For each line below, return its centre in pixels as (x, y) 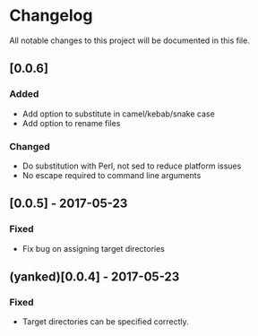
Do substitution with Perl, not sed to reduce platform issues (132, 166)
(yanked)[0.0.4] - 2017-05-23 (95, 277)
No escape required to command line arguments (112, 175)
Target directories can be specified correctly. (106, 322)
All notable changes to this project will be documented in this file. (130, 40)
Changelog (51, 16)
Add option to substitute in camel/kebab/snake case (118, 114)
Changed (30, 146)
